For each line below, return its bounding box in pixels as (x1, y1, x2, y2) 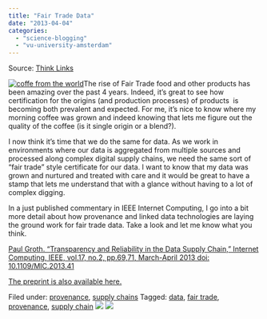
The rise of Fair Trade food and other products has (83, 79, 250, 89)
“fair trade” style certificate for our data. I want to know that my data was (8, 162, 249, 172)
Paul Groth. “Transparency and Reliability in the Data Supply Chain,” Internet (8, 245, 259, 254)
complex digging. (8, 188, 66, 197)
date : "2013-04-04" (8, 19, 74, 27)
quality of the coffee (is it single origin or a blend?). (8, 122, 177, 131)
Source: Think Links (8, 63, 74, 73)
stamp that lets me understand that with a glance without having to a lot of (8, 179, 253, 189)
